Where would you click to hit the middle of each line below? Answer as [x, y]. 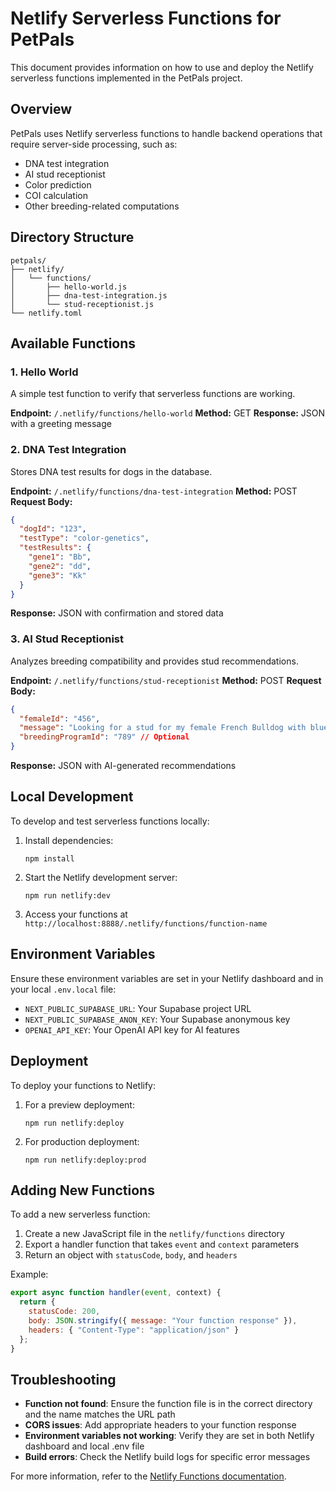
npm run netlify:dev [67, 895]
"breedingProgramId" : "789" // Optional [104, 737]
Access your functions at [76, 914]
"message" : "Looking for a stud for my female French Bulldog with [163, 728]
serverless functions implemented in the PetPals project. [126, 78]
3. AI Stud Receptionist [67, 639]
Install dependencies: [69, 840]
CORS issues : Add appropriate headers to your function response [160, 1425]
